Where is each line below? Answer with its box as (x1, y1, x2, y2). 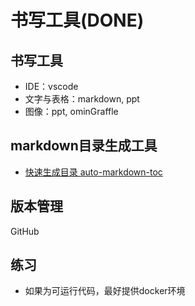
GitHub (10, 225, 40, 237)
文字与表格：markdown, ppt (24, 93, 140, 105)
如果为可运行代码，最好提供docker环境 (24, 285, 186, 297)
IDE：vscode (24, 81, 79, 92)
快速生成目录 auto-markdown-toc (24, 166, 163, 178)
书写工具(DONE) (10, 9, 145, 32)
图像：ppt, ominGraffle (24, 106, 119, 117)
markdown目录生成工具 (10, 137, 158, 155)
